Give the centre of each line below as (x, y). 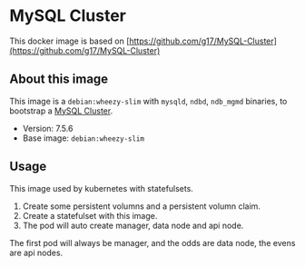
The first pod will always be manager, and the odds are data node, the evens (152, 242)
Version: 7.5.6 (48, 128)
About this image (59, 79)
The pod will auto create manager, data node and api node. (133, 225)
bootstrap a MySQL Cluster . (61, 111)
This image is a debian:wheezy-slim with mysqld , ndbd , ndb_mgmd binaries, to (148, 101)
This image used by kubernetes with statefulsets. (101, 188)
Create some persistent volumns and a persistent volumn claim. (142, 206)
